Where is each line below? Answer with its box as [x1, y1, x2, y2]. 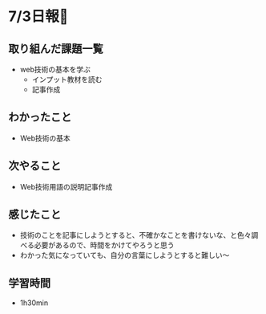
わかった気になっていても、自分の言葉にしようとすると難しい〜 [19, 251, 230, 260]
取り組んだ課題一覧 [8, 42, 103, 55]
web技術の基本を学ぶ [19, 65, 91, 74]
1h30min [19, 298, 49, 308]
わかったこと [8, 110, 72, 124]
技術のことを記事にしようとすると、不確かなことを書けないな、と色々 [19, 230, 252, 240]
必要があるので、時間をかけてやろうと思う [34, 240, 175, 250]
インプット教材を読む [31, 75, 103, 84]
